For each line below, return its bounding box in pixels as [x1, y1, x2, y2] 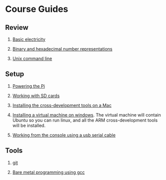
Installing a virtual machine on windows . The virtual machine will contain [12, 112, 161, 118]
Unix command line [12, 56, 52, 61]
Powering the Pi [12, 83, 45, 89]
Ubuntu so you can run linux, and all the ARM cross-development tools [12, 117, 158, 123]
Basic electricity [12, 36, 46, 42]
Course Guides [5, 3, 68, 15]
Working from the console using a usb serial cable [12, 132, 116, 138]
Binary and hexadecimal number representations [12, 46, 113, 52]
